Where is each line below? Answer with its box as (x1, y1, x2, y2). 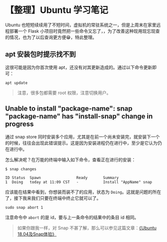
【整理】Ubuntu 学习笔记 (5, 4, 108, 16)
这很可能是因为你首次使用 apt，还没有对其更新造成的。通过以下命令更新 (5, 64, 153, 70)
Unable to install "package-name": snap (5, 105, 133, 113)
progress (5, 120, 34, 128)
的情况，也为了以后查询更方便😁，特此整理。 (5, 34, 97, 40)
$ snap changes (5, 167, 37, 172)
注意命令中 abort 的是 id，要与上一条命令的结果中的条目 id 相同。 (5, 214, 139, 220)
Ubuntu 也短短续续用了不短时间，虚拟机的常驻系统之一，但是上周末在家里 (5, 22, 157, 28)
